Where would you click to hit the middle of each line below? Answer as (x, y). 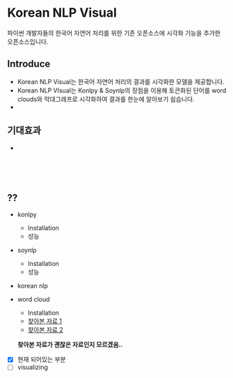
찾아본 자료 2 (46, 330)
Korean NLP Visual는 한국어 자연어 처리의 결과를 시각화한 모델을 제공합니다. (121, 81)
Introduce (29, 64)
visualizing (33, 368)
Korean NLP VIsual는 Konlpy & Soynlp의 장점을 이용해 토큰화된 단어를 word (122, 90)
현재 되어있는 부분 (41, 359)
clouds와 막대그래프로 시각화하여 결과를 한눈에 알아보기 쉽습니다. (106, 99)
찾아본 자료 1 (45, 321)
